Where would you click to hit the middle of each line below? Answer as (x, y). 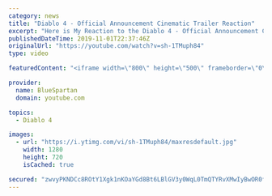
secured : (23, 179)
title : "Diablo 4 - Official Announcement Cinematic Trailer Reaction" (132, 23)
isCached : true (49, 164)
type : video (28, 53)
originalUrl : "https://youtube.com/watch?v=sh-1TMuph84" (106, 46)
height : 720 (43, 157)
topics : (21, 113)
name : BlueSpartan (47, 90)
